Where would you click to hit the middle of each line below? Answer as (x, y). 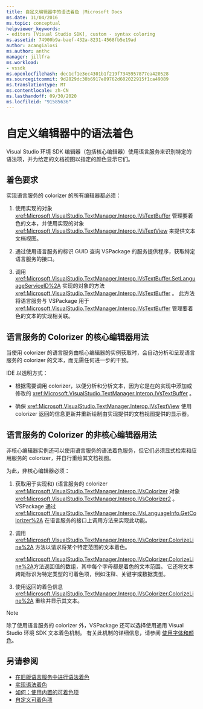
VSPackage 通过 (35, 506)
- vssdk (16, 68)
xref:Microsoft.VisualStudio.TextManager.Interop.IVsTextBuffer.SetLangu (105, 279)
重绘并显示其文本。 (59, 601)
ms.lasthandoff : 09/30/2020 (42, 96)
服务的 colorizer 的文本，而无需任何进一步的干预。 (69, 360)
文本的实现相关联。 (50, 316)
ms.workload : (23, 62)
